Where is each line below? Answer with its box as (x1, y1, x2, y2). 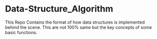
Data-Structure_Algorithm (5, 3, 114, 14)
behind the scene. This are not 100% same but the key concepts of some (5, 24, 152, 30)
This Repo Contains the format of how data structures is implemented (5, 19, 145, 25)
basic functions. (5, 29, 38, 35)
